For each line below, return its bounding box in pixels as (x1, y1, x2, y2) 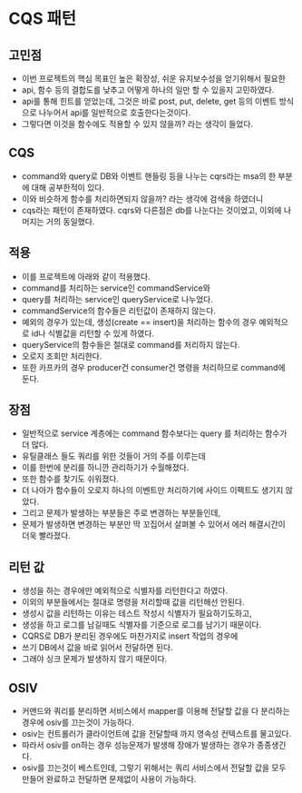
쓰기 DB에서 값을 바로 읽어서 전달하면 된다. (21, 642, 173, 653)
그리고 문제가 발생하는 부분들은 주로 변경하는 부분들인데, (21, 508, 221, 519)
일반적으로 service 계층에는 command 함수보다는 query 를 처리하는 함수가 (21, 428, 287, 439)
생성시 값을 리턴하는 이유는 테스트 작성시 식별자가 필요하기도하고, (21, 608, 252, 619)
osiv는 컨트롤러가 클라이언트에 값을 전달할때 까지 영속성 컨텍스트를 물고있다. (21, 729, 292, 739)
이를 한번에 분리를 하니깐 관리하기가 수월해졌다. (21, 462, 190, 473)
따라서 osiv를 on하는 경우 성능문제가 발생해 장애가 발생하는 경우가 (21, 739, 255, 750)
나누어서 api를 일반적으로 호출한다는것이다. (38, 107, 191, 118)
